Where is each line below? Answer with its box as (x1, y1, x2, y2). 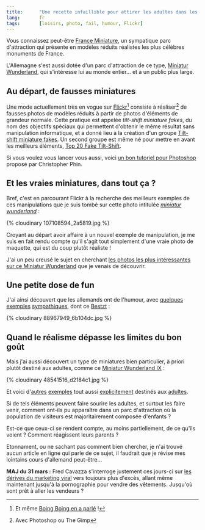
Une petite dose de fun (6, 280, 95, 291)
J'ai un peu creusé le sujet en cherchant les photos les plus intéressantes (6, 256, 191, 263)
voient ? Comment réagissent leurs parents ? (6, 431, 119, 438)
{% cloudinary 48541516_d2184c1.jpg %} (6, 376, 109, 383)
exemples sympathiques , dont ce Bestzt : (6, 303, 110, 310)
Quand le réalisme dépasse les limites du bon (6, 332, 182, 343)
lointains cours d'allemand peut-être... (6, 456, 103, 463)
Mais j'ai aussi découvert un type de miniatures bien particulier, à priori (6, 358, 185, 365)
